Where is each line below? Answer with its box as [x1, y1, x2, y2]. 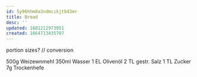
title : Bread [6, 14, 38, 20]
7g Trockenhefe [6, 64, 44, 71]
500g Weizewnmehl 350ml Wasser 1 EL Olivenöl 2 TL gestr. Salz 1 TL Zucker [6, 58, 191, 65]
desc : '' [6, 19, 28, 25]
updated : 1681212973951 [6, 25, 65, 31]
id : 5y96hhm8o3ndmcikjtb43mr [6, 8, 78, 15]
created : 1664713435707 [6, 31, 65, 36]
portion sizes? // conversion [6, 46, 74, 53]
